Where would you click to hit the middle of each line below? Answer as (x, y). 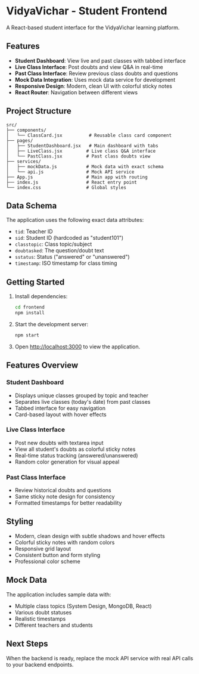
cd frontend (29, 307)
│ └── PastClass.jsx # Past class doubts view (78, 156)
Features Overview (42, 365)
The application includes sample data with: (59, 594)
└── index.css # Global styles (66, 187)
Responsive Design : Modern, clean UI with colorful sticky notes (94, 86)
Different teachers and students (54, 625)
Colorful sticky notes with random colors (65, 542)
